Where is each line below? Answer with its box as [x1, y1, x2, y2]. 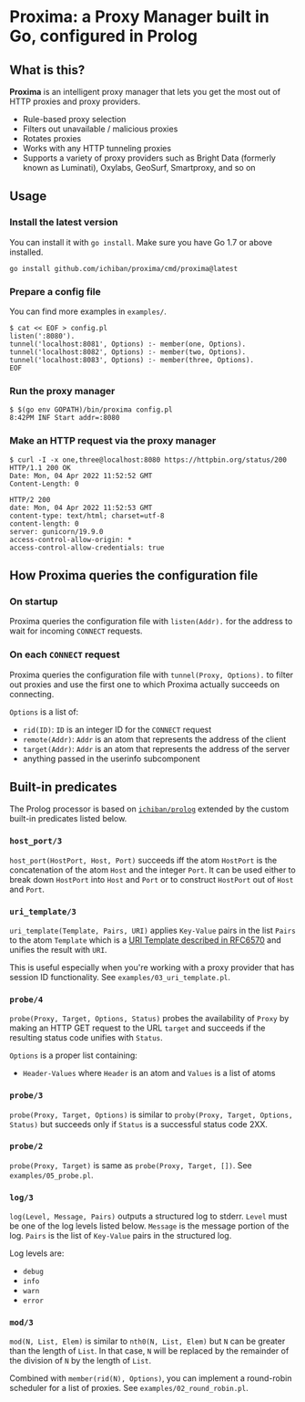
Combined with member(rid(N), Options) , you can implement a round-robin [9, 1373, 292, 1384]
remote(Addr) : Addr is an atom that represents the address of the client [22, 733, 287, 745]
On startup [9, 595, 58, 608]
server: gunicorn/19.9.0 [9, 527, 104, 536]
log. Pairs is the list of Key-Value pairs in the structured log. [9, 1230, 232, 1241]
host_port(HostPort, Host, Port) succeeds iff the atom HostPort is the [9, 854, 278, 865]
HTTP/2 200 [9, 495, 51, 504]
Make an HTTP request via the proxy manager [9, 434, 217, 447]
